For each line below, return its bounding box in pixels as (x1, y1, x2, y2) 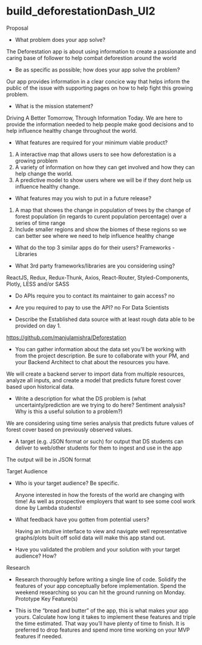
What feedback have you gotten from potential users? (15, 516, 149, 523)
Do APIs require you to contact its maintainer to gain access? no (15, 292, 175, 299)
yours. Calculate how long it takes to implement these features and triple (15, 613, 196, 620)
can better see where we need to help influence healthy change (15, 232, 175, 239)
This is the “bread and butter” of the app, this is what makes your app (15, 607, 189, 614)
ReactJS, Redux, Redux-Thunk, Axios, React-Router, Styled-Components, (6, 274, 189, 281)
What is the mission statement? (15, 102, 94, 110)
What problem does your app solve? (15, 36, 106, 43)
